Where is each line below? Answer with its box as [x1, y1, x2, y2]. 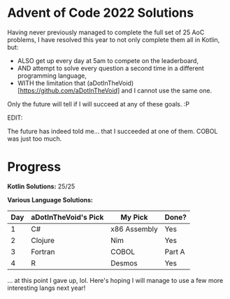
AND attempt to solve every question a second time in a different [17, 64, 204, 72]
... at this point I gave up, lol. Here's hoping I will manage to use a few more [7, 276, 224, 284]
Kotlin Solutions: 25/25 [7, 182, 76, 190]
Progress [7, 159, 62, 175]
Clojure [31, 235, 55, 245]
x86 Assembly [110, 224, 159, 234]
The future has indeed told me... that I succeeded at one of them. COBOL [7, 127, 218, 135]
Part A [164, 246, 185, 256]
